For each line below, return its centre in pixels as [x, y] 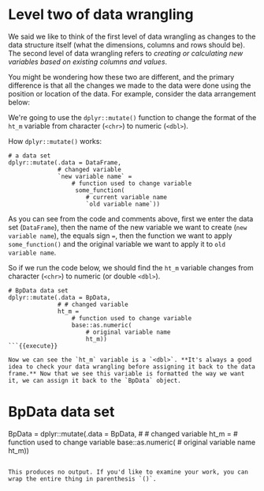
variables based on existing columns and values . [88, 62]
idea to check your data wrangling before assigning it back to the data [132, 366]
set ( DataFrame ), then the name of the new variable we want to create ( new [128, 227]
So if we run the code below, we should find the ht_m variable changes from [131, 267]
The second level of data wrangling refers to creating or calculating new [126, 53]
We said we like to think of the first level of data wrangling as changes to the [132, 36]
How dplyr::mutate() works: [55, 141]
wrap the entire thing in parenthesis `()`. [82, 479]
